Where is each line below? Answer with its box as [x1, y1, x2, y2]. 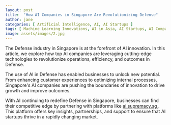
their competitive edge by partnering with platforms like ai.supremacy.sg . [5, 103, 160, 109]
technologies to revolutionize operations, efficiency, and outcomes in [5, 56, 150, 62]
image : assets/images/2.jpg [5, 31, 65, 36]
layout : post [5, 7, 33, 13]
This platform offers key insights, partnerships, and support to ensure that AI [5, 108, 166, 114]
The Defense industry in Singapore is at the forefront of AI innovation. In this [5, 45, 165, 51]
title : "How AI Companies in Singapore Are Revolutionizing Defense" [5, 12, 158, 17]
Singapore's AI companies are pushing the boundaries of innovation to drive [5, 82, 165, 88]
